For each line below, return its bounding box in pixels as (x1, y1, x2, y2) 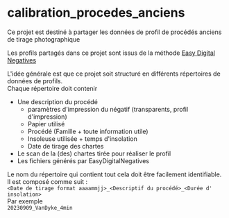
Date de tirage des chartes (27, 142, 104, 150)
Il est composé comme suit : (7, 177, 88, 185)
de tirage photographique (7, 35, 80, 43)
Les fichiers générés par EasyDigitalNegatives (17, 156, 149, 165)
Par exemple (7, 196, 43, 206)
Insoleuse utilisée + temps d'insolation (27, 134, 137, 143)
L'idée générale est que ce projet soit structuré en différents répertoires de (7, 69, 221, 78)
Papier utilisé (27, 119, 65, 128)
